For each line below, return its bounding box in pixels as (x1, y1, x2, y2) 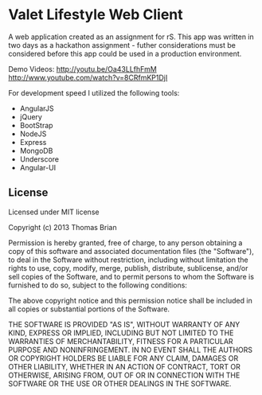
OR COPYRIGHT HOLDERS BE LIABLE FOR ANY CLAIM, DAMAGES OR (8, 353, 239, 363)
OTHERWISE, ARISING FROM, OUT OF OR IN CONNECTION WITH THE (8, 370, 240, 380)
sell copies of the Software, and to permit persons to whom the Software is (8, 272, 255, 281)
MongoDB (19, 146, 53, 155)
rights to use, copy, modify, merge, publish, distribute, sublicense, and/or (8, 263, 248, 272)
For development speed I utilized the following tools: (8, 88, 180, 97)
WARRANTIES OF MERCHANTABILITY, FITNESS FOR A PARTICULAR (8, 336, 233, 346)
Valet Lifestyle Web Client (8, 6, 183, 24)
